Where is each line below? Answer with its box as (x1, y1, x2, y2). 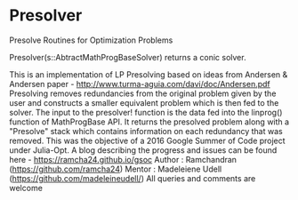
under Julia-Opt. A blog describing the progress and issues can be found (9, 144, 278, 156)
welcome (9, 182, 43, 193)
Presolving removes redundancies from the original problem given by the (9, 88, 277, 99)
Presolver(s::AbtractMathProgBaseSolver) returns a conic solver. (9, 52, 246, 62)
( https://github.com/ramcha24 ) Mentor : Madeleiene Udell (9, 164, 222, 174)
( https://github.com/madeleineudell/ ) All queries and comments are (9, 172, 256, 183)
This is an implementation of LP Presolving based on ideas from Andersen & (9, 68, 288, 80)
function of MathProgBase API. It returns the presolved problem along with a (9, 116, 290, 127)
